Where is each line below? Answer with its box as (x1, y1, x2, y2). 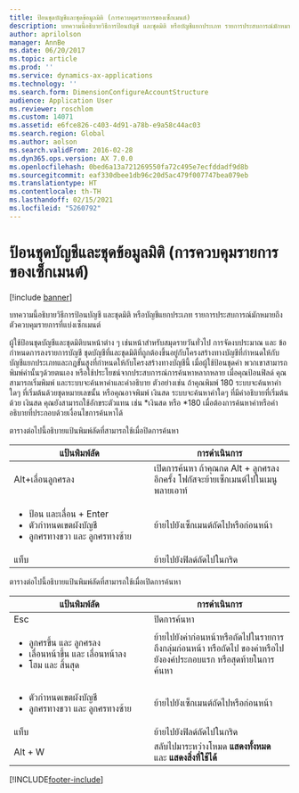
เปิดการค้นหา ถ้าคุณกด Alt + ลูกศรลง (154, 461, 279, 474)
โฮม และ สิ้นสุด (28, 658, 80, 671)
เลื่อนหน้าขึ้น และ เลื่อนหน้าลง (28, 648, 126, 660)
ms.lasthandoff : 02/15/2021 (9, 195, 114, 205)
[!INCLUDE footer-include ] (9, 773, 104, 785)
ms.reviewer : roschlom (9, 104, 93, 113)
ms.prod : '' (9, 63, 53, 72)
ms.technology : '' (9, 79, 77, 88)
